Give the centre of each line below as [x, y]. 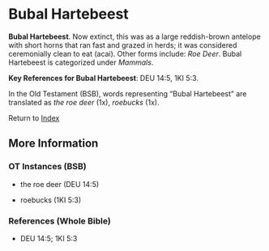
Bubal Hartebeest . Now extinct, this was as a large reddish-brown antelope [134, 36]
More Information [53, 144]
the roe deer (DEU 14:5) [60, 184]
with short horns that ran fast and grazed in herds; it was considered [123, 45]
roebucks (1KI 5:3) [51, 200]
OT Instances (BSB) [47, 167]
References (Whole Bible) [60, 221]
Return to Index [34, 117]
